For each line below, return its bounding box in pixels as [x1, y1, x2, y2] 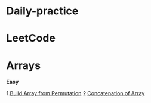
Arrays [6, 58, 41, 72]
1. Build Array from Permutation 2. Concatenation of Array [6, 90, 145, 97]
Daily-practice [6, 4, 79, 18]
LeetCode [6, 32, 56, 45]
